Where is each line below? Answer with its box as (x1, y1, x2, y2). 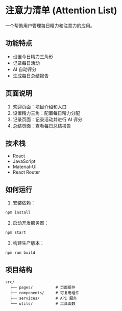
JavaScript (12, 158, 36, 164)
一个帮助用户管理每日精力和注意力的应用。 (5, 22, 95, 29)
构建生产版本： (12, 240, 44, 246)
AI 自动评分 (12, 66, 37, 72)
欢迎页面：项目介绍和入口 (12, 103, 67, 110)
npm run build (5, 250, 36, 255)
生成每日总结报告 (12, 73, 49, 79)
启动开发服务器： (12, 220, 49, 226)
